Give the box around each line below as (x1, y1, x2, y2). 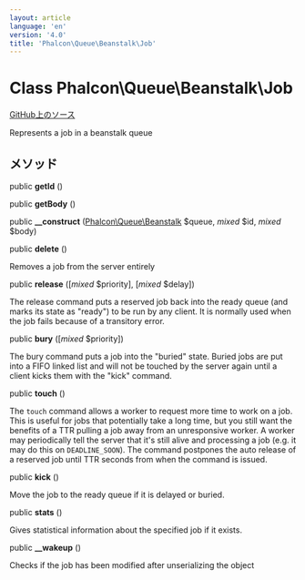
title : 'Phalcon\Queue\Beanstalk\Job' (9, 38, 157, 48)
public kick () (9, 472, 59, 483)
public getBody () (9, 198, 76, 209)
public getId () (9, 181, 64, 191)
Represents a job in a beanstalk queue (9, 127, 153, 138)
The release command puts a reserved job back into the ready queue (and (9, 297, 289, 307)
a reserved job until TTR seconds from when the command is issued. (9, 454, 268, 464)
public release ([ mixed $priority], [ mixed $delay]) (9, 279, 196, 290)
